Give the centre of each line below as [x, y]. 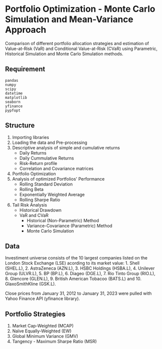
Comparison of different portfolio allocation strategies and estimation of [77, 43]
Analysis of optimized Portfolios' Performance [58, 179]
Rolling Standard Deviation [46, 184]
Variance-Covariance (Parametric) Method [70, 226]
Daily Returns [33, 153]
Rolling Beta [31, 189]
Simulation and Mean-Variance [69, 19]
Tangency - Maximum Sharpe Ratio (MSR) [54, 342]
